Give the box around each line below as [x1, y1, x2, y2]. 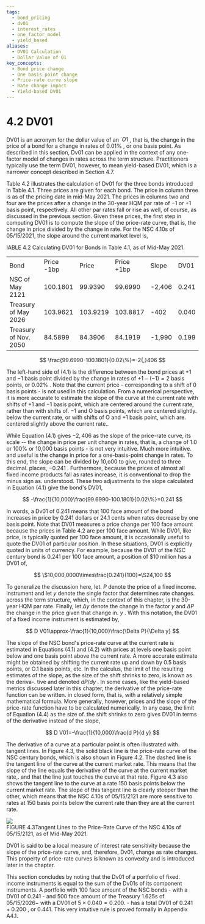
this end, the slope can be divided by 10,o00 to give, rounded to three [6, 458, 181, 465]
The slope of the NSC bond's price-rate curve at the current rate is [6, 639, 174, 647]
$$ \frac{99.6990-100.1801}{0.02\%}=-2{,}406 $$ [39, 357, 166, 364]
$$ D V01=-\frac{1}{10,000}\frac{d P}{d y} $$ [45, 729, 160, 737]
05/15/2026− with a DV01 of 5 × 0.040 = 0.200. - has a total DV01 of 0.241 [6, 899, 193, 907]
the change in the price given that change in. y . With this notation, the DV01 [6, 609, 197, 617]
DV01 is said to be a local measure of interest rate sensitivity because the [6, 842, 190, 849]
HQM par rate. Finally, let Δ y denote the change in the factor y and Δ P [18, 603, 194, 610]
